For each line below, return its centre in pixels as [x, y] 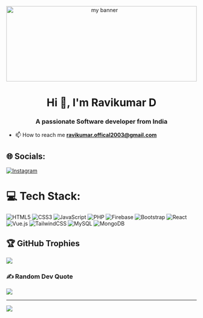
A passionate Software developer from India [101, 122]
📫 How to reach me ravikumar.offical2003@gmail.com [86, 135]
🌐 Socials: [26, 156]
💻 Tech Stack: [43, 196]
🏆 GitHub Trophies [43, 243]
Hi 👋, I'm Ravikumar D [101, 103]
